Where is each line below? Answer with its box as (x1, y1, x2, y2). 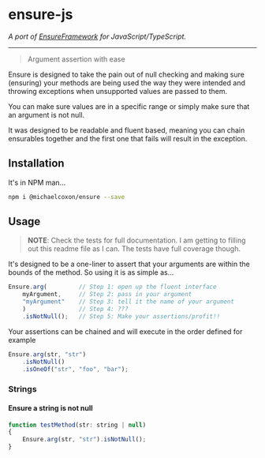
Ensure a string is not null (8, 403, 93, 412)
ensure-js (8, 6, 73, 24)
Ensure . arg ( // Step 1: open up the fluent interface (8, 283, 217, 291)
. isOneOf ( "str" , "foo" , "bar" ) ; (22, 365, 129, 373)
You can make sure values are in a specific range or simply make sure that (8, 101, 250, 111)
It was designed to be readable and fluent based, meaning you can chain (8, 125, 245, 135)
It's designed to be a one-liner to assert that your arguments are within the (8, 259, 250, 269)
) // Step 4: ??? (22, 306, 129, 313)
